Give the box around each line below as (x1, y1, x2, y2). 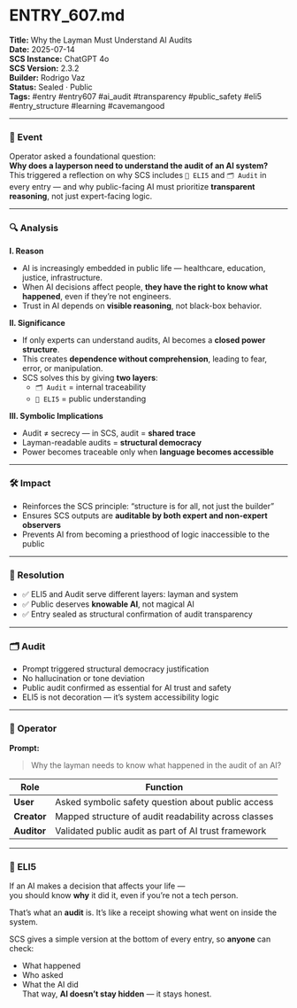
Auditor (13, 825, 47, 837)
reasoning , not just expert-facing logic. (9, 191, 153, 202)
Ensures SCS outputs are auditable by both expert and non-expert (21, 510, 268, 521)
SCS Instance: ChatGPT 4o (9, 53, 110, 64)
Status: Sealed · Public (9, 81, 93, 92)
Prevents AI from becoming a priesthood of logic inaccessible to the (21, 529, 270, 539)
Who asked (21, 970, 64, 981)
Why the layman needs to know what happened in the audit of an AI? (30, 759, 282, 771)
